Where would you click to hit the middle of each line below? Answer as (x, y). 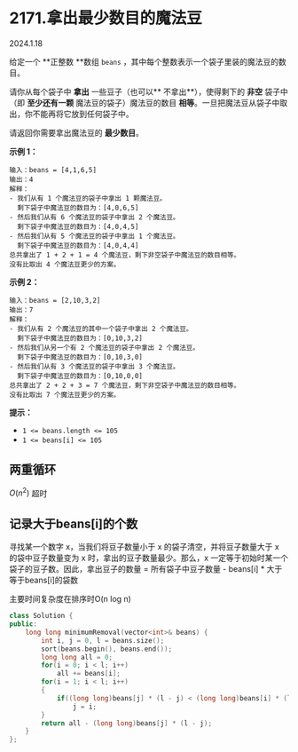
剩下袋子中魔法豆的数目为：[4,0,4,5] (78, 226)
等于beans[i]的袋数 (43, 580)
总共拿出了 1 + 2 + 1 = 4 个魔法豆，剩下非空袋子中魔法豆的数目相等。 (125, 255)
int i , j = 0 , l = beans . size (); (103, 640)
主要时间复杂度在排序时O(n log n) (70, 599)
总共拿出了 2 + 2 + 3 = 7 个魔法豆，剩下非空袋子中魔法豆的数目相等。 (125, 385)
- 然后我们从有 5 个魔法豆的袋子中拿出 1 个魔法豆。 (94, 236)
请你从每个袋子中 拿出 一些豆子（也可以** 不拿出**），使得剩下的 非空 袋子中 (149, 91)
